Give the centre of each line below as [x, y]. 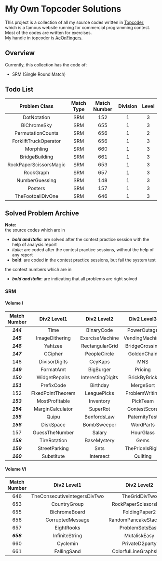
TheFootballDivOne [36, 196]
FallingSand [67, 551]
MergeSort [143, 385]
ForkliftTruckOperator [36, 141]
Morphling [36, 149]
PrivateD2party [139, 543]
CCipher [54, 353]
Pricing [143, 369]
